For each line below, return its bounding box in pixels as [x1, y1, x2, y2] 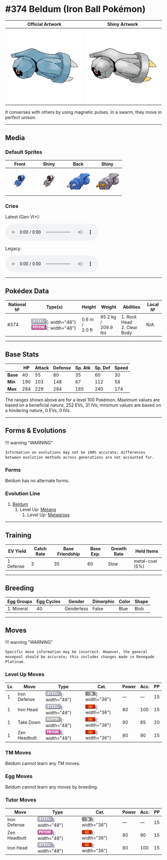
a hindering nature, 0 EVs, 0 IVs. [5, 408, 71, 414]
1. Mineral [7, 605, 28, 612]
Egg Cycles [36, 598, 61, 604]
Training [5, 531, 32, 539]
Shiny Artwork [107, 21, 138, 27]
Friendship [57, 551, 81, 557]
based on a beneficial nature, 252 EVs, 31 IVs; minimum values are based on [5, 402, 162, 408]
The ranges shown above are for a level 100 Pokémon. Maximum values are [5, 397, 160, 403]
